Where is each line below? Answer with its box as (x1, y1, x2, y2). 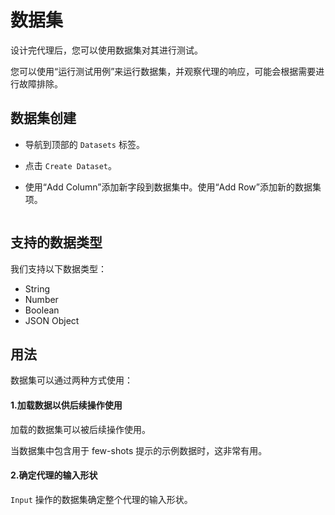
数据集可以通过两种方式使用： (10, 374, 133, 386)
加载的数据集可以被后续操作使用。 (10, 423, 151, 435)
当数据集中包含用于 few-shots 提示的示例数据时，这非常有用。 (10, 444, 268, 456)
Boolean (24, 304, 60, 316)
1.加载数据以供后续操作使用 (10, 399, 123, 411)
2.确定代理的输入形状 (10, 469, 98, 481)
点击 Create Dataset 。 (24, 159, 117, 171)
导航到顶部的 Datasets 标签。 (24, 138, 145, 150)
